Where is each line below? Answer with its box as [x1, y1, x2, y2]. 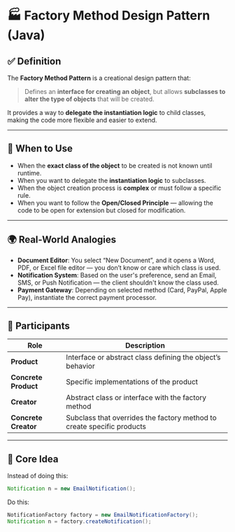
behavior [66, 361, 96, 371]
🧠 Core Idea [7, 453, 59, 465]
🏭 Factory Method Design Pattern [7, 8, 211, 24]
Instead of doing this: [7, 472, 69, 480]
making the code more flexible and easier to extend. [7, 116, 157, 124]
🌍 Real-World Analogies [7, 234, 117, 246]
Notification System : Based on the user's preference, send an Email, [17, 271, 217, 279]
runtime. [17, 168, 42, 177]
